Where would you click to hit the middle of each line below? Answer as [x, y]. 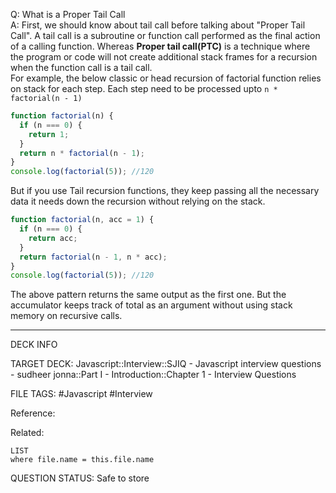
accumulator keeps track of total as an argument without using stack [151, 305]
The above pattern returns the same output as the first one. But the [148, 295]
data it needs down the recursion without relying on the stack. [138, 201]
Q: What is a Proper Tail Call [68, 14]
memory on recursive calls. [66, 316]
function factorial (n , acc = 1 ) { [82, 220]
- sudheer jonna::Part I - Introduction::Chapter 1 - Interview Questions [153, 375]
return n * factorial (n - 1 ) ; [82, 153]
